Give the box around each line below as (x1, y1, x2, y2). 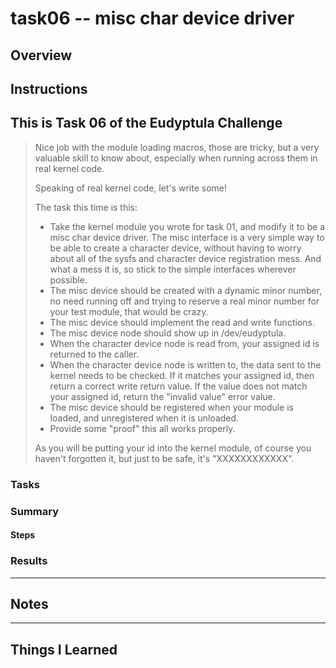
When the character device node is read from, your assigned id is (49, 337, 320, 349)
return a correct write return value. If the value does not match (49, 380, 308, 392)
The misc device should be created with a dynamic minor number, (49, 284, 323, 296)
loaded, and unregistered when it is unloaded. (49, 412, 240, 424)
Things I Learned (10, 641, 118, 658)
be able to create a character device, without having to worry (49, 242, 302, 254)
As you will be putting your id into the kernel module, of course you (34, 442, 312, 454)
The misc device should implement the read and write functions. (49, 316, 315, 328)
